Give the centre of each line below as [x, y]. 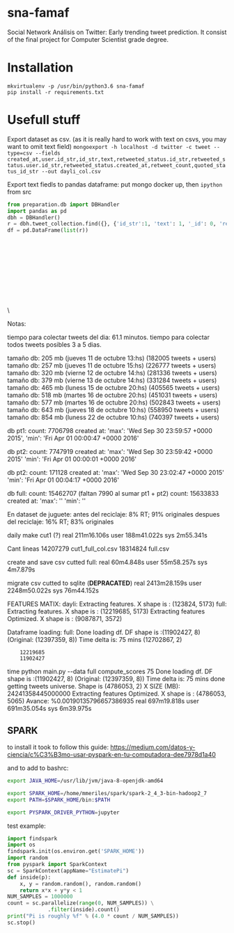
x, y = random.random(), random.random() [80, 884]
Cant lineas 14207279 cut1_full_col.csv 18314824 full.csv [88, 549]
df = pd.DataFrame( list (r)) [48, 230]
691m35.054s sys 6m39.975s [49, 709]
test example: [27, 826]
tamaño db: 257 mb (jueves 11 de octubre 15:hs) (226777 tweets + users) [112, 366]
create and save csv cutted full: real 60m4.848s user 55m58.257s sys [107, 563]
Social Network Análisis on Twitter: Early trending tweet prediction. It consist [117, 32]
